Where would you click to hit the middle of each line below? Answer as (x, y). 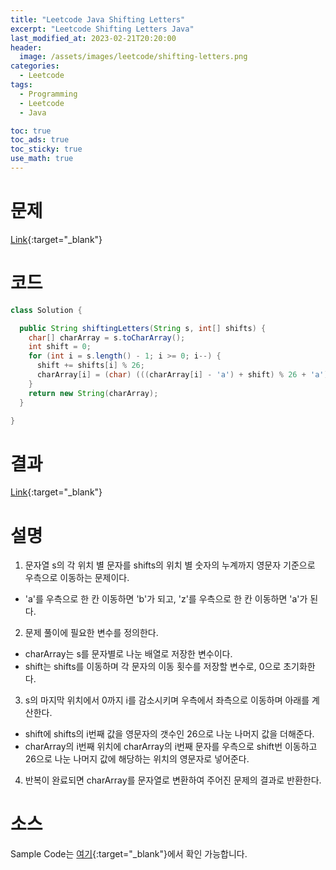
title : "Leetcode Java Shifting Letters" (98, 19)
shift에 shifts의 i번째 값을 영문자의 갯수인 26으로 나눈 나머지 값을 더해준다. (169, 734)
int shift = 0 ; (60, 347)
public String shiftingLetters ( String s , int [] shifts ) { (143, 328)
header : (26, 47)
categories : (35, 66)
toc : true (31, 131)
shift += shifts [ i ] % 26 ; (90, 366)
